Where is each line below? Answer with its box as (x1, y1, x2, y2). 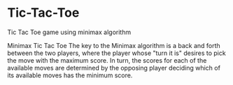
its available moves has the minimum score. (7, 71, 133, 79)
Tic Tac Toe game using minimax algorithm (7, 28, 132, 36)
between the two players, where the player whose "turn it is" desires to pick (7, 49, 226, 57)
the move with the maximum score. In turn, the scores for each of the (7, 56, 207, 64)
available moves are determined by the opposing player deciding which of (7, 63, 220, 72)
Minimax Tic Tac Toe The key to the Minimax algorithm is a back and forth (7, 41, 220, 49)
